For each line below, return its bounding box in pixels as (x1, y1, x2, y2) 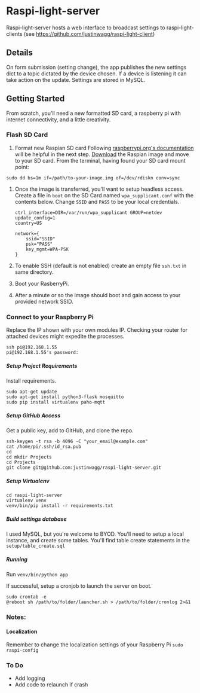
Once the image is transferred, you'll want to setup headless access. (14, 185, 184, 193)
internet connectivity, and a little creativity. (6, 115, 111, 123)
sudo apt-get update (6, 389, 58, 395)
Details (6, 48, 33, 58)
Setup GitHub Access (6, 411, 61, 419)
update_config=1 (14, 215, 56, 221)
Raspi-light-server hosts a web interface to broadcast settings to (6, 24, 165, 31)
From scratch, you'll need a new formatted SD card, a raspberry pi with (6, 109, 181, 117)
